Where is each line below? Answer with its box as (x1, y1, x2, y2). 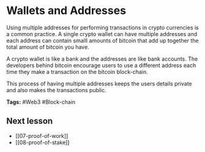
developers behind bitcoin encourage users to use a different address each (6, 62, 196, 69)
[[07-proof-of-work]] (15, 132, 69, 139)
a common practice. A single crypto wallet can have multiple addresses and (6, 30, 198, 37)
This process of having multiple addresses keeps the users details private (6, 80, 193, 87)
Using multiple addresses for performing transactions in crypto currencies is (6, 24, 199, 31)
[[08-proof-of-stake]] (15, 139, 70, 146)
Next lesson (6, 116, 53, 126)
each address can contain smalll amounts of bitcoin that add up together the (6, 37, 199, 44)
